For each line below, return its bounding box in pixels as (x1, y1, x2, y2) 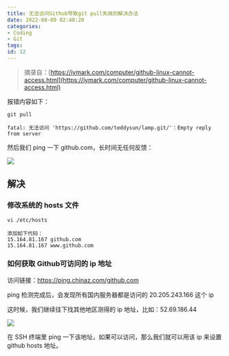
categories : (7, 23, 41, 30)
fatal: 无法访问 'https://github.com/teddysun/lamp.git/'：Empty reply (7, 124, 212, 131)
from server (7, 130, 41, 137)
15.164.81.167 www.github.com (7, 242, 94, 249)
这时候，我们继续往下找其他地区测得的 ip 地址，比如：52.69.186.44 (7, 305, 197, 313)
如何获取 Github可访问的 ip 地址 (7, 259, 112, 269)
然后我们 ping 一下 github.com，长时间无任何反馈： (7, 143, 153, 151)
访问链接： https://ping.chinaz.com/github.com (7, 276, 140, 284)
